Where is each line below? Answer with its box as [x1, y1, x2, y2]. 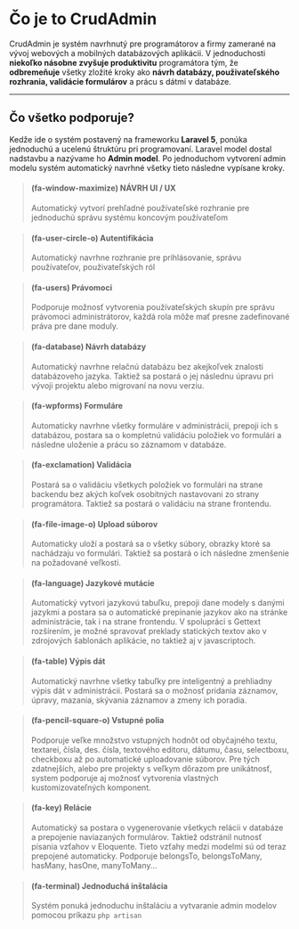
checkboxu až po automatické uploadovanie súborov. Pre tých [30, 754, 260, 764]
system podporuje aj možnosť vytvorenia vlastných [30, 772, 219, 783]
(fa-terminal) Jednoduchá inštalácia [30, 880, 168, 891]
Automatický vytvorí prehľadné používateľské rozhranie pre [30, 202, 250, 213]
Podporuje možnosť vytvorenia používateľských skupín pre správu [30, 302, 276, 313]
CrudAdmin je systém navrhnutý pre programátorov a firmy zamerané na [9, 38, 276, 49]
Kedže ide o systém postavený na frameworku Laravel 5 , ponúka [9, 134, 247, 144]
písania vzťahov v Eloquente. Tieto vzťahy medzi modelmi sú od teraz [30, 841, 287, 852]
